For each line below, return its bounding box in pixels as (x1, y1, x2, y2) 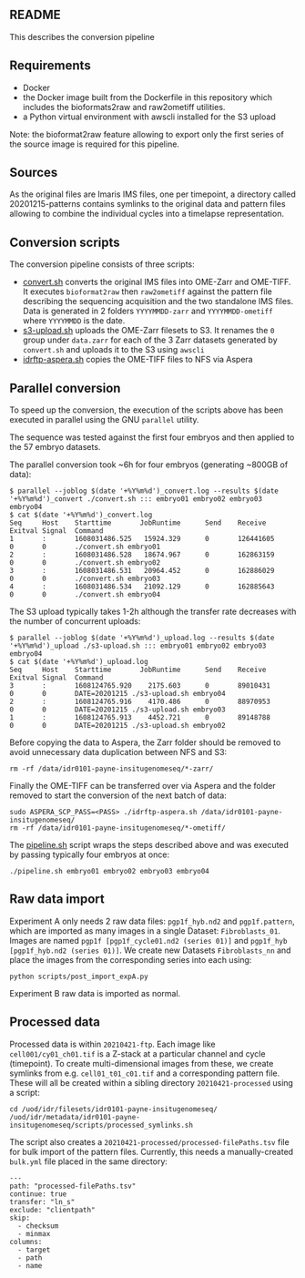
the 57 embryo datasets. (9, 442, 101, 453)
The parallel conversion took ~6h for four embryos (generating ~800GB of (9, 459, 289, 470)
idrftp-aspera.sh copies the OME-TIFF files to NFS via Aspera (22, 354, 253, 365)
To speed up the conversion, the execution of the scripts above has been (9, 404, 284, 415)
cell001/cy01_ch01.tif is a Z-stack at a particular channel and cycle (9, 1048, 266, 1059)
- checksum (17, 1221, 59, 1231)
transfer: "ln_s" (9, 1197, 76, 1206)
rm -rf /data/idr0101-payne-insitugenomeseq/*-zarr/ (9, 764, 214, 773)
